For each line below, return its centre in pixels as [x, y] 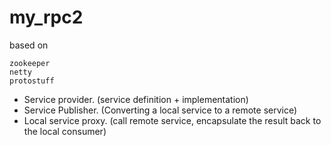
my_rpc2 [46, 17]
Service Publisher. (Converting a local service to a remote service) [160, 110]
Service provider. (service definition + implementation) [136, 99]
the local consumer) [65, 131]
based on [29, 45]
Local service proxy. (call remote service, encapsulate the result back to [172, 120]
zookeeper [30, 63]
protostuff [32, 81]
